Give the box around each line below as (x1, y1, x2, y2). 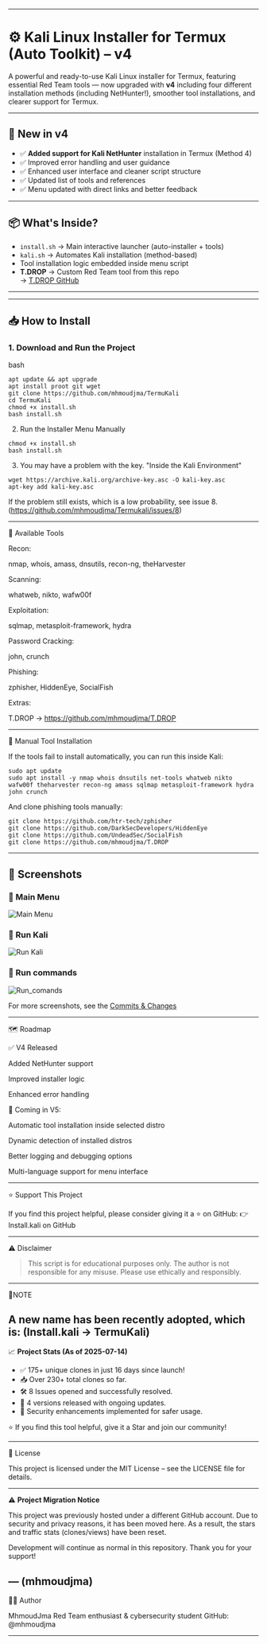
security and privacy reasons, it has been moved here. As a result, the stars (8, 1519, 256, 1529)
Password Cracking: (8, 636, 75, 646)
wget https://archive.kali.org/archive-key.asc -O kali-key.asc (8, 476, 226, 484)
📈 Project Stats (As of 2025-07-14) (8, 1347, 128, 1357)
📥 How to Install (8, 314, 91, 327)
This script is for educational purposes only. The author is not (27, 1259, 230, 1268)
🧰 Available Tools (8, 529, 64, 538)
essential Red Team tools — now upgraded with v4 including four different (8, 80, 252, 89)
